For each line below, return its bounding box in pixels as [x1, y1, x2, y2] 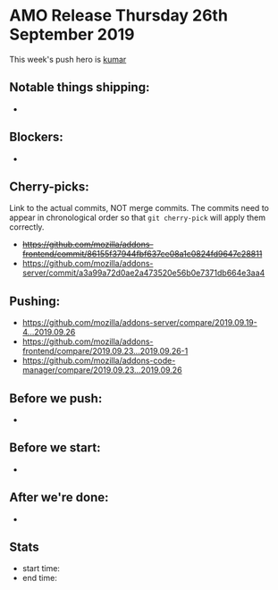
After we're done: [9, 490, 109, 505]
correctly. [9, 222, 45, 232]
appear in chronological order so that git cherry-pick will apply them [9, 212, 266, 223]
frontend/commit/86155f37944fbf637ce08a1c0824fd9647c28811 [21, 249, 263, 259]
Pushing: [9, 293, 61, 308]
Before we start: [9, 440, 101, 456]
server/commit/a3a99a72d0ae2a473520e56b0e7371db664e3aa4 [21, 267, 265, 278]
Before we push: [9, 391, 103, 406]
